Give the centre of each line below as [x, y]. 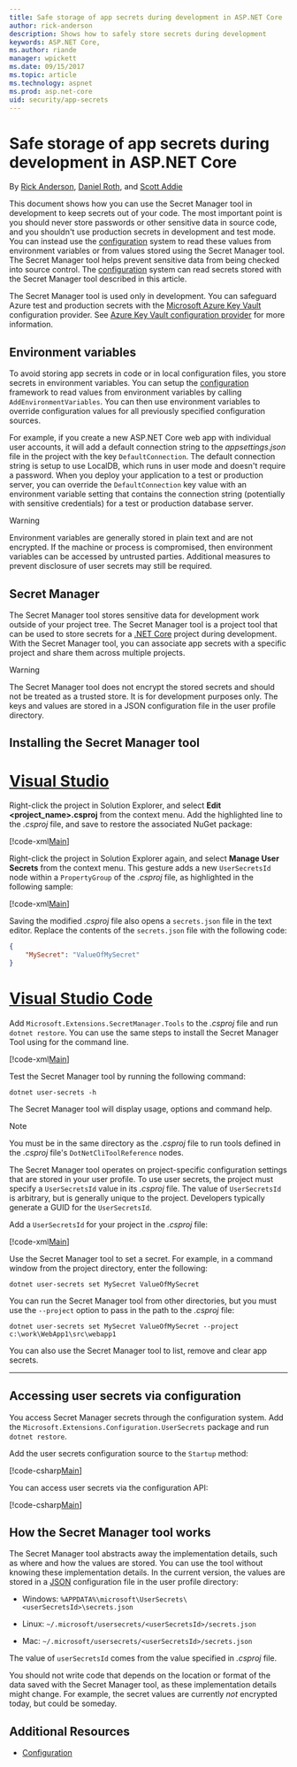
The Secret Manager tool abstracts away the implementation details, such [144, 1554]
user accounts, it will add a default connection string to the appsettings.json [148, 447]
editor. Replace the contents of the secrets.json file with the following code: [148, 931]
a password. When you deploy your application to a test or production [136, 475]
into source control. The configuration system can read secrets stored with [145, 270]
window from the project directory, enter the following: [108, 1268]
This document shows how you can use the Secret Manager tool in [131, 204]
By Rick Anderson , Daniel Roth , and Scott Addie [96, 187]
